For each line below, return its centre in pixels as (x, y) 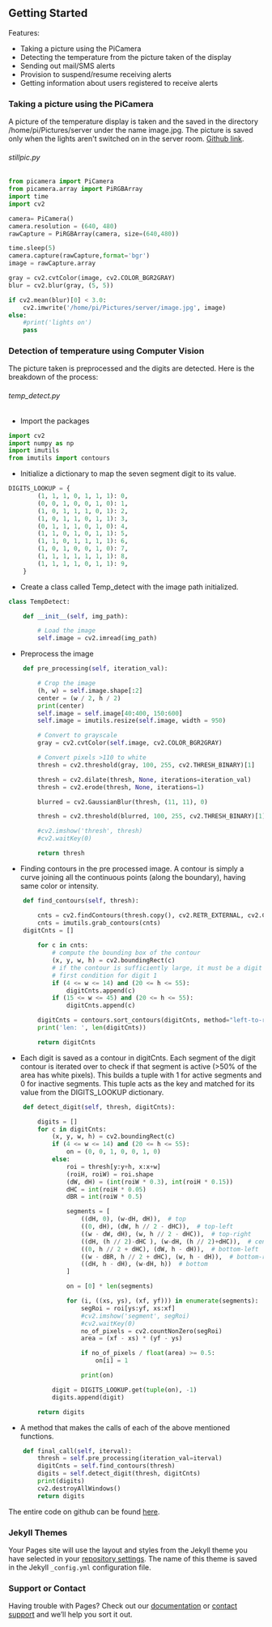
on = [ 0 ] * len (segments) (110, 1286)
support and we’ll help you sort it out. (70, 1615)
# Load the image (66, 631)
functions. (37, 1436)
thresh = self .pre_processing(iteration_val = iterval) (130, 1459)
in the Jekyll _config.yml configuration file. (80, 1567)
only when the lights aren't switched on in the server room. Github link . (126, 139)
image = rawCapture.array (52, 263)
